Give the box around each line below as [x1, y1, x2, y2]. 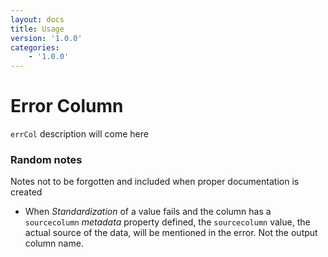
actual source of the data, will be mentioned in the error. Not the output [24, 227, 318, 239]
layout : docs [10, 14, 65, 25]
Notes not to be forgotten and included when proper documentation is [10, 176, 300, 188]
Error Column [10, 95, 124, 118]
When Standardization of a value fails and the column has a [24, 206, 272, 218]
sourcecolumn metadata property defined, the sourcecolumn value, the [24, 216, 311, 228]
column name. [24, 237, 84, 250]
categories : [10, 42, 60, 53]
